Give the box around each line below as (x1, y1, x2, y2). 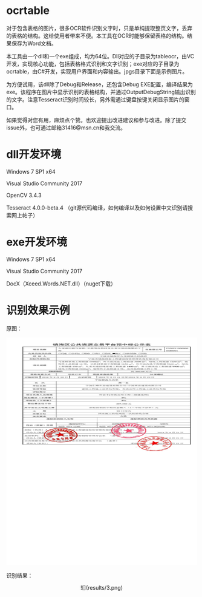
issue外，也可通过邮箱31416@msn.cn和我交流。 (6, 124, 126, 131)
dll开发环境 (6, 148, 62, 162)
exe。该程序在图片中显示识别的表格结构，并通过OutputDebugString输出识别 (6, 88, 197, 95)
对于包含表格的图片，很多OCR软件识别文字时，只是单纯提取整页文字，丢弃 (6, 24, 192, 32)
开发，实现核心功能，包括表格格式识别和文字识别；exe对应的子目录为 (6, 60, 180, 67)
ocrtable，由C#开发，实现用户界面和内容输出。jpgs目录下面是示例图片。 (6, 67, 188, 75)
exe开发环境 (6, 235, 68, 249)
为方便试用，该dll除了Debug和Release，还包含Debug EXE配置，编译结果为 (6, 80, 194, 88)
